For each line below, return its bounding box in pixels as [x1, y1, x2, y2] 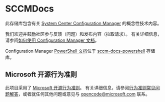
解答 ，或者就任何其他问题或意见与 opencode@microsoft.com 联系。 [9, 91, 150, 97]
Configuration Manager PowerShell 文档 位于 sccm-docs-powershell [5, 48, 145, 54]
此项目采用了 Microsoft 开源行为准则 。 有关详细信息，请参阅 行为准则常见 [5, 84, 156, 90]
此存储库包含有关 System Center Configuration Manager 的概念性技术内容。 [5, 20, 162, 26]
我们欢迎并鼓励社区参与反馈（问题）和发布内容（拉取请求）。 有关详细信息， [5, 31, 162, 37]
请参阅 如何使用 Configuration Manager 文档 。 [5, 37, 99, 43]
